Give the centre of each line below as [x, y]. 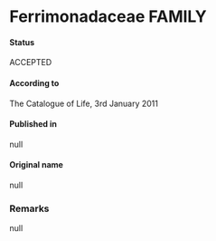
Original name [36, 165]
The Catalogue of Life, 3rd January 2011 [84, 103]
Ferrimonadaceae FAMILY [108, 17]
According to [34, 82]
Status [22, 42]
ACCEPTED [31, 63]
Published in [33, 124]
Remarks [29, 208]
